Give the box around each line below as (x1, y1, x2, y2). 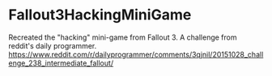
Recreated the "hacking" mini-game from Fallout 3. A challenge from (8, 32, 237, 42)
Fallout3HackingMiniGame (8, 6, 192, 24)
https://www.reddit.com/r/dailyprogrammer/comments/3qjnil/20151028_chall (8, 49, 264, 59)
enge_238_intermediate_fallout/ (8, 58, 114, 68)
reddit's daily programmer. (8, 40, 97, 50)
